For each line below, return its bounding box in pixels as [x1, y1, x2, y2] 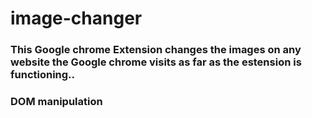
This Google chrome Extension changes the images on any [10, 43, 302, 57]
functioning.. [10, 68, 76, 82]
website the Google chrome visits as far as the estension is [10, 55, 302, 69]
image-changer [10, 7, 143, 30]
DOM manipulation [10, 95, 103, 109]
